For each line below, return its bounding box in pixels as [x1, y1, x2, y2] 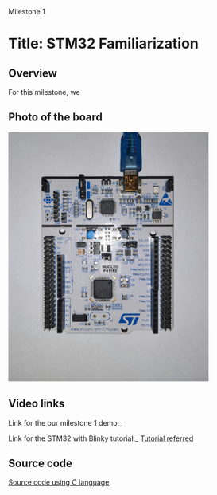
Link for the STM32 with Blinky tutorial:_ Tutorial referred [8, 434, 194, 443]
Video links [8, 397, 65, 411]
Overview [8, 66, 58, 80]
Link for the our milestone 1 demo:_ [8, 418, 123, 427]
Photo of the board [8, 111, 103, 124]
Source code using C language [8, 477, 110, 487]
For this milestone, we [8, 88, 81, 96]
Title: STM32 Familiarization [8, 35, 199, 53]
